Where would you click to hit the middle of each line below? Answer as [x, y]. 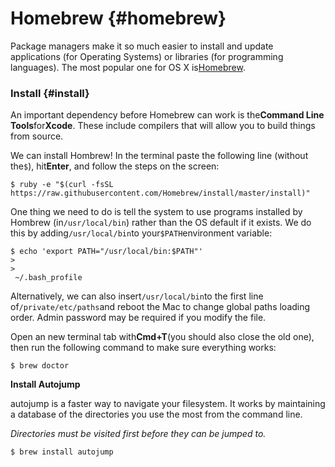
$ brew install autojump [62, 452]
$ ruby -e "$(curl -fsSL [62, 185]
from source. [37, 136]
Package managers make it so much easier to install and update [142, 46]
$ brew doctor [40, 366]
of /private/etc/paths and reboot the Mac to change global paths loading [160, 307]
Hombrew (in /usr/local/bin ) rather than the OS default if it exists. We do [161, 223]
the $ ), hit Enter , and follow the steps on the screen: [115, 166]
